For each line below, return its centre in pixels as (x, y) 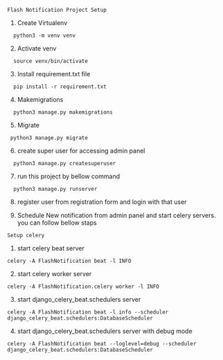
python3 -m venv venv (45, 35)
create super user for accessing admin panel (81, 151)
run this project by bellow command (68, 176)
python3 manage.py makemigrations (63, 112)
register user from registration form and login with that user (102, 202)
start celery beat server (51, 248)
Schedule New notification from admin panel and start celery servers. (116, 215)
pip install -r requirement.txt (60, 87)
